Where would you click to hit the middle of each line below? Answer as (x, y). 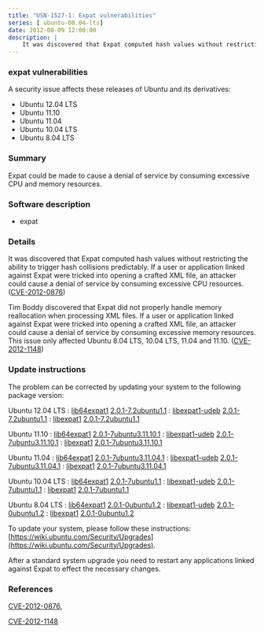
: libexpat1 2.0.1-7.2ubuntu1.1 (94, 418)
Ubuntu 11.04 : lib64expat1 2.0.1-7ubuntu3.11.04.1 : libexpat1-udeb (113, 458)
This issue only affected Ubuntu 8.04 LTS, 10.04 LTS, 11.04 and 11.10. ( (121, 341)
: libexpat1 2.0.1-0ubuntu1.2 (90, 513)
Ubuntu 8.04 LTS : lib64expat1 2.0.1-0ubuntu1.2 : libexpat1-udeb (112, 505)
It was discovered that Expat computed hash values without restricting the (128, 259)
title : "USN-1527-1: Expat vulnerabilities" (82, 15)
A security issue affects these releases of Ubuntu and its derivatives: (119, 89)
